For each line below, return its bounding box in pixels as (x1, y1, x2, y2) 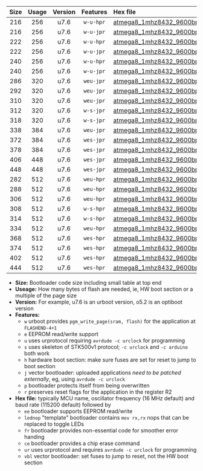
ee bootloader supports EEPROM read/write (24, 408, 133, 415)
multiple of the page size (14, 292, 77, 299)
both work (24, 350, 50, 357)
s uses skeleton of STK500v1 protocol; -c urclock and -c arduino (24, 343, 188, 350)
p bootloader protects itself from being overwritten (24, 382, 150, 389)
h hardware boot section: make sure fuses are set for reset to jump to (24, 356, 196, 363)
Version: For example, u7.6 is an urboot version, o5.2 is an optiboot (14, 299, 183, 305)
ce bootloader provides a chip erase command (24, 440, 140, 447)
